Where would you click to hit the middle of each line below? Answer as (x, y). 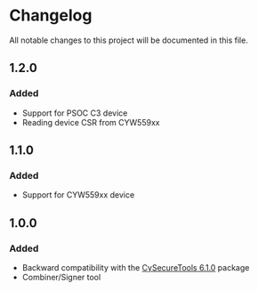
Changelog (51, 16)
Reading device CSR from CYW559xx (91, 122)
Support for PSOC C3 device (75, 113)
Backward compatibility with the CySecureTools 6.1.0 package (136, 267)
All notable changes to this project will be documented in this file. (129, 40)
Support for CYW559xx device (78, 195)
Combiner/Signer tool (61, 277)
